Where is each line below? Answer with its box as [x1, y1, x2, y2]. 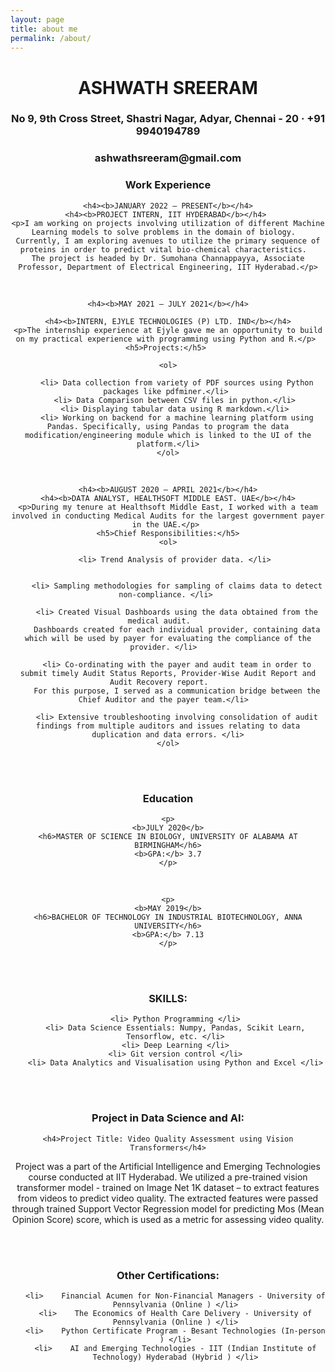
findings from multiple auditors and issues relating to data [35, 721, 301, 731]
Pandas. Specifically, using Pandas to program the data [46, 421, 290, 431]
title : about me [10, 24, 78, 34]
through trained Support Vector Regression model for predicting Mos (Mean [11, 1202, 325, 1215]
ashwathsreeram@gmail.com [94, 151, 242, 165]
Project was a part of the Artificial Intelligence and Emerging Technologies [15, 1160, 321, 1172]
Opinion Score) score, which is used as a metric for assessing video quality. [11, 1213, 325, 1225]
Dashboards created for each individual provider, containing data [33, 624, 321, 635]
